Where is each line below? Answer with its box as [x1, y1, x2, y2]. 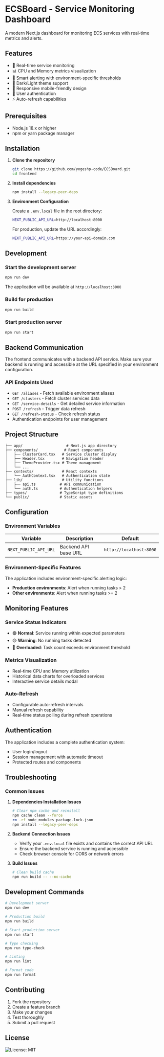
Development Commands [5, 888, 84, 896]
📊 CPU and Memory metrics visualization [12, 67, 96, 74]
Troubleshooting [5, 773, 57, 782]
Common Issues [5, 787, 45, 794]
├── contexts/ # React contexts [5, 469, 97, 474]
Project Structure [5, 430, 59, 439]
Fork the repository [12, 999, 51, 1005]
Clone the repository [12, 157, 55, 163]
